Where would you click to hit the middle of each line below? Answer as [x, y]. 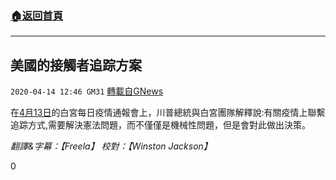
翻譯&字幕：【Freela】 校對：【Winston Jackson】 [111, 146]
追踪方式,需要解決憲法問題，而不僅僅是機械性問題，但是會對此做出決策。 [161, 125]
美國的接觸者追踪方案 [76, 65]
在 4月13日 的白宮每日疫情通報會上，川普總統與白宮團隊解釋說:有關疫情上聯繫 [168, 113]
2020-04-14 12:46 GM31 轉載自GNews [87, 91]
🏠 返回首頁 [37, 15]
